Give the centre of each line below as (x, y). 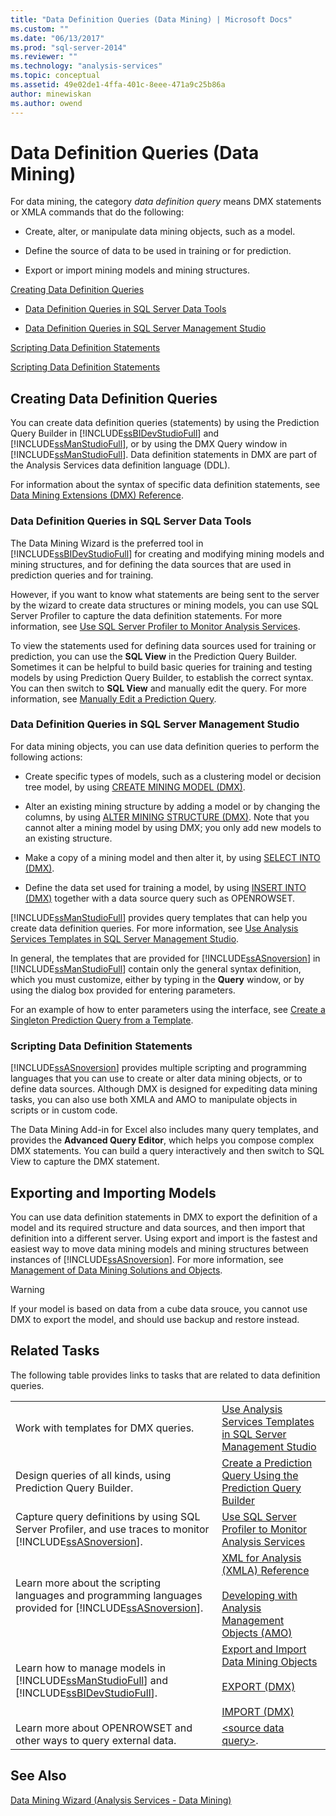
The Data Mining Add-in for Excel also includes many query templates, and (164, 1130)
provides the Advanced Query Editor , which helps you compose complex (162, 1140)
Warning (27, 1289)
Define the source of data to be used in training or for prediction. (158, 251)
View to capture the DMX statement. (85, 1162)
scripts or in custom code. (64, 1110)
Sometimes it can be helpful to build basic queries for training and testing (161, 667)
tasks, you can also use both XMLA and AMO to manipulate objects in (154, 1100)
